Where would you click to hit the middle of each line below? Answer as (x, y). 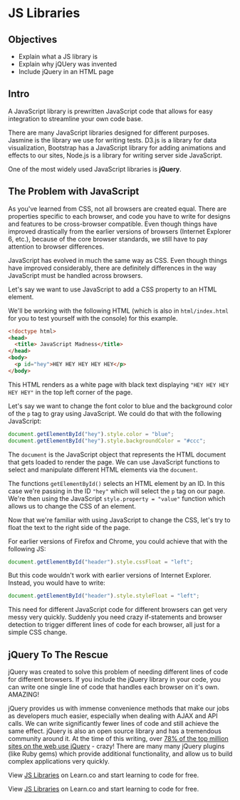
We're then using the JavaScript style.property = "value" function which (117, 498)
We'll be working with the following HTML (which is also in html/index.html (118, 311)
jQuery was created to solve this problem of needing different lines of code (118, 672)
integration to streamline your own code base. (75, 118)
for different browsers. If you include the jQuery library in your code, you (115, 680)
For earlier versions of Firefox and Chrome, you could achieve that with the (118, 541)
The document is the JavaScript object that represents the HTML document (117, 454)
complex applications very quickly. (59, 762)
